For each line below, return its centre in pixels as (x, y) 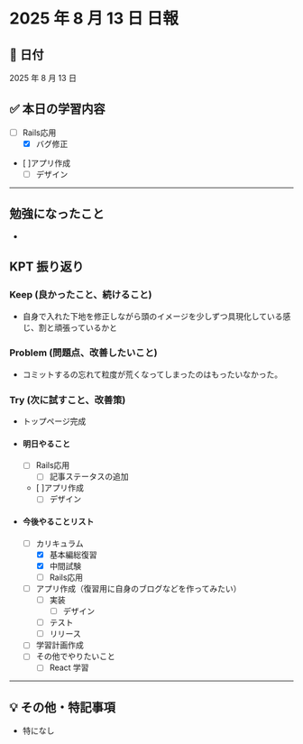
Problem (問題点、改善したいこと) (83, 353)
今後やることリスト (58, 522)
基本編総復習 (73, 555)
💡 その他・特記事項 (62, 707)
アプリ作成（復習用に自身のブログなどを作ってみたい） (138, 588)
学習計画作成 (60, 645)
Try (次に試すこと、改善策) (68, 400)
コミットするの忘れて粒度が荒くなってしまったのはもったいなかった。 (152, 374)
